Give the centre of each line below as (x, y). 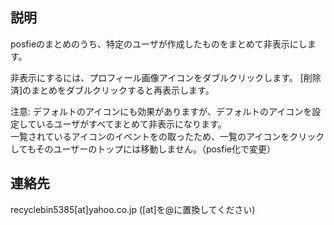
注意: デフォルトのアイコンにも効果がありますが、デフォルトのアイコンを (161, 111)
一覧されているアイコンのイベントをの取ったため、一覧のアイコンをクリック (167, 136)
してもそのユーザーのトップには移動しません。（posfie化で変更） (143, 149)
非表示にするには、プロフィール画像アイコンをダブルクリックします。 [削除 (166, 77)
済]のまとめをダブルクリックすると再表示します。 (112, 90)
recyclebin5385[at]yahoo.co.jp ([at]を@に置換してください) (133, 209)
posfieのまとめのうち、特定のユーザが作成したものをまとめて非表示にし (159, 44)
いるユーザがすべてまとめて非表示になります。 (131, 124)
